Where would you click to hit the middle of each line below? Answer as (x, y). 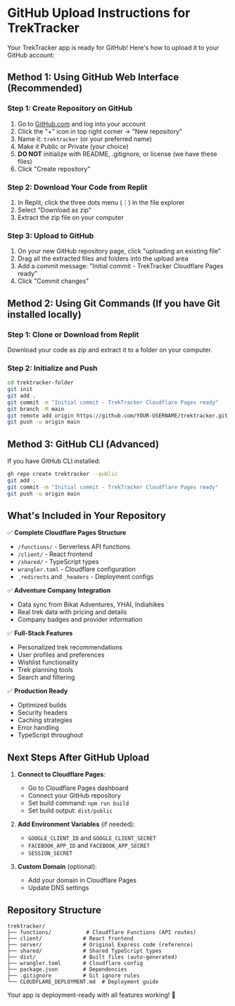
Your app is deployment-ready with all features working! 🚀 (91, 995)
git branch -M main (36, 409)
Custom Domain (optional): (57, 867)
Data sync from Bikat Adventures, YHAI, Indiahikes (91, 604)
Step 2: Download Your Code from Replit (77, 187)
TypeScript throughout (50, 735)
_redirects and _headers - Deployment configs (85, 577)
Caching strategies (45, 720)
